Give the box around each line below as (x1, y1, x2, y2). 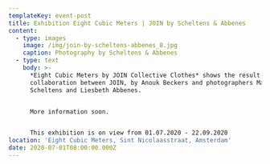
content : (8, 26, 38, 34)
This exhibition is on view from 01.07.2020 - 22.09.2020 (29, 129, 228, 137)
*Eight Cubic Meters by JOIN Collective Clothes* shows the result (29, 71, 261, 79)
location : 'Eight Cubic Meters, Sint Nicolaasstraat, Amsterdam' (8, 137, 231, 145)
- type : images (15, 34, 67, 42)
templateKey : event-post (8, 11, 92, 20)
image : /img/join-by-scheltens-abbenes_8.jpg (22, 42, 178, 50)
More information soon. (29, 107, 110, 116)
